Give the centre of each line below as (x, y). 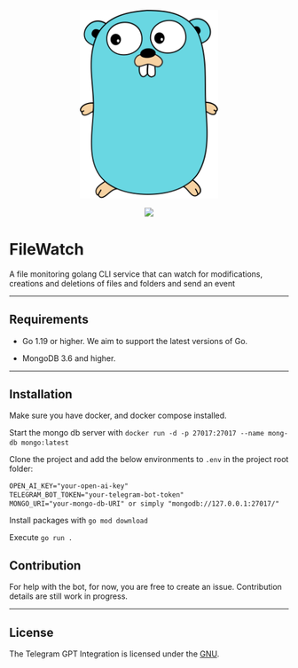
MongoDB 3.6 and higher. (69, 358)
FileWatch (47, 250)
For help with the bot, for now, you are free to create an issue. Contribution (145, 587)
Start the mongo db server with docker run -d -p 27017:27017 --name (137, 433)
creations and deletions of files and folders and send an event (122, 283)
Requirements (49, 320)
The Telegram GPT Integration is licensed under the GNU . (114, 654)
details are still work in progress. (69, 596)
